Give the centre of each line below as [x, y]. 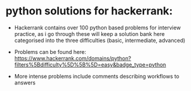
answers [25, 83]
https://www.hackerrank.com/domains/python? [72, 58]
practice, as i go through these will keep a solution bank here [90, 34]
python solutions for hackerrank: [89, 11]
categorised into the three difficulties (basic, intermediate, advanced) [100, 40]
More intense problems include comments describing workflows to [97, 76]
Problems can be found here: [50, 51]
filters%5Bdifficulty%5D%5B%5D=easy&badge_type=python [90, 65]
